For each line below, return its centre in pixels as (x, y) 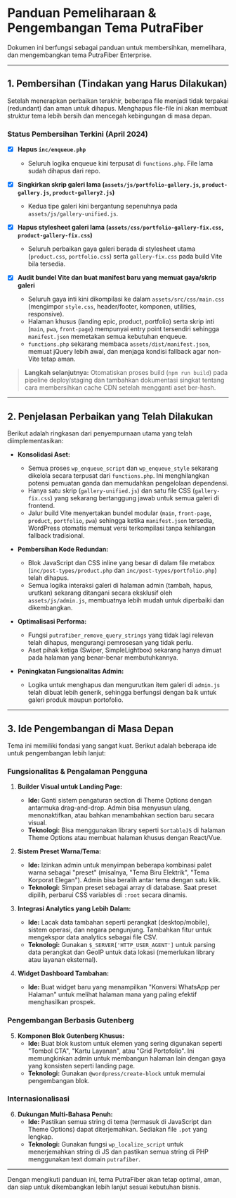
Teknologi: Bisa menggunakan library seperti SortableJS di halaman (126, 830)
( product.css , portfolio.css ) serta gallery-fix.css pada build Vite (125, 257)
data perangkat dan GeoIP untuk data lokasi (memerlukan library (122, 952)
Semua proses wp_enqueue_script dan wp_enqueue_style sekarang (123, 468)
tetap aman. (58, 359)
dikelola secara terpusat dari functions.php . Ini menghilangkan (118, 476)
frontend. (41, 506)
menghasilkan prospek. (62, 1002)
